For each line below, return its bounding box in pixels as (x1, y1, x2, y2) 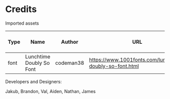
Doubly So (25, 59, 50, 66)
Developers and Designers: (5, 78, 62, 84)
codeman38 (55, 59, 84, 66)
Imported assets (5, 20, 39, 26)
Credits (5, 4, 37, 15)
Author (61, 38, 78, 45)
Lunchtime (25, 53, 51, 60)
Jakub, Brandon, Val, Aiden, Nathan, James (5, 88, 96, 94)
